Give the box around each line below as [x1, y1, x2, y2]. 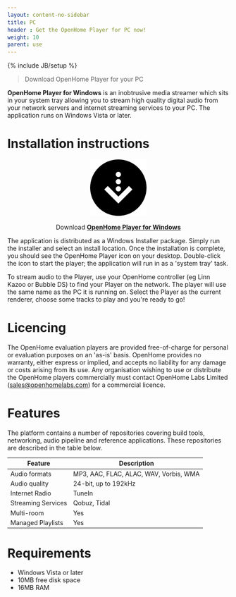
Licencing [7, 320, 67, 336]
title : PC [7, 18, 37, 26]
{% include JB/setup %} [7, 61, 77, 70]
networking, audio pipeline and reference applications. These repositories [7, 436, 222, 444]
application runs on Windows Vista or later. [7, 111, 132, 120]
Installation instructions [7, 136, 150, 152]
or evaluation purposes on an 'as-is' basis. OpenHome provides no [7, 351, 202, 359]
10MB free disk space [17, 576, 81, 584]
